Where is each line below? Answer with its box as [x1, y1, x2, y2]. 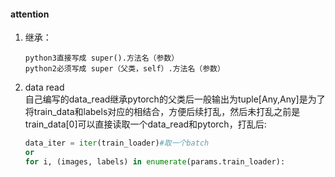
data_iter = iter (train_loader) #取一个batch [24, 138, 210, 149]
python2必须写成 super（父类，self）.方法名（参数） [24, 64, 225, 74]
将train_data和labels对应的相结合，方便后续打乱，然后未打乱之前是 [24, 106, 301, 118]
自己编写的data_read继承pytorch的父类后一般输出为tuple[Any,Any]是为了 [24, 93, 326, 105]
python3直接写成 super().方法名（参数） [24, 53, 180, 64]
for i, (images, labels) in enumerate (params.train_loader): [24, 156, 286, 167]
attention [10, 8, 50, 20]
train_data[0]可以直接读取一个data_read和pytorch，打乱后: [24, 118, 267, 130]
